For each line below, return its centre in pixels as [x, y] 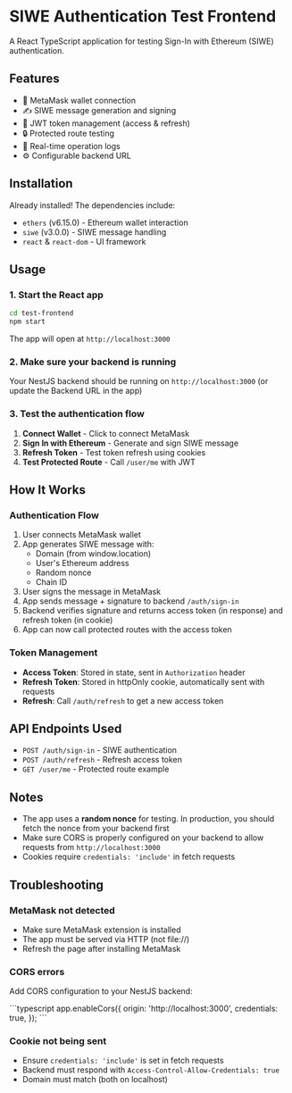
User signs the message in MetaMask [92, 592]
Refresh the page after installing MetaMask [101, 948]
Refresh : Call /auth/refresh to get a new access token [123, 701]
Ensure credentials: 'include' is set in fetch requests [123, 1061]
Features [34, 79]
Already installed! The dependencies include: [92, 205]
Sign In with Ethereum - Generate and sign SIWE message [130, 443]
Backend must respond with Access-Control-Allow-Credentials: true [150, 1070]
